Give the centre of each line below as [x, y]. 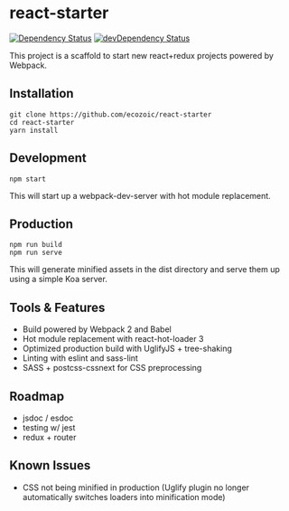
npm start [28, 179]
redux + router [49, 437]
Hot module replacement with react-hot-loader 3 [113, 339]
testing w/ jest [49, 427]
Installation [42, 94]
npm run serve [36, 253]
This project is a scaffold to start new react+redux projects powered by [141, 55]
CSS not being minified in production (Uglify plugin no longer [136, 487]
